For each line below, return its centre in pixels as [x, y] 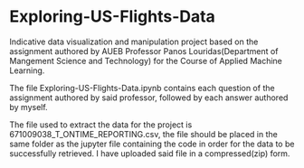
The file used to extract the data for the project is [101, 125]
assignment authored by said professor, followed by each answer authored [149, 98]
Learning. [27, 70]
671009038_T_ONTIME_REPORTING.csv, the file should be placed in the [143, 134]
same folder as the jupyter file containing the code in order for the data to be [152, 144]
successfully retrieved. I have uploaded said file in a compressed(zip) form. [150, 153]
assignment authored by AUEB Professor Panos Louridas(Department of [144, 51]
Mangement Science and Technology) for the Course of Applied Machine [146, 61]
